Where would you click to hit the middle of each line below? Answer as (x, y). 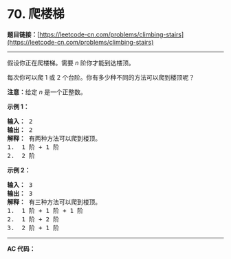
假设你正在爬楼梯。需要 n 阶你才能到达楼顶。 (71, 63)
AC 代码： (21, 249)
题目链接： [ (23, 34)
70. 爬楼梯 (36, 14)
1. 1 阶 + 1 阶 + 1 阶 (45, 211)
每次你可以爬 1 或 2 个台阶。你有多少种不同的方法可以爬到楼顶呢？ (101, 77)
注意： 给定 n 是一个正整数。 (47, 92)
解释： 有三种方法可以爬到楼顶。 (54, 202)
